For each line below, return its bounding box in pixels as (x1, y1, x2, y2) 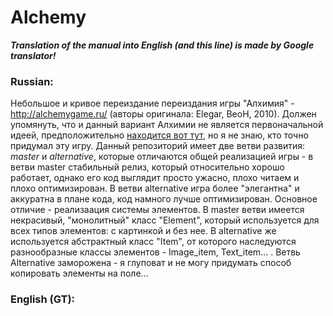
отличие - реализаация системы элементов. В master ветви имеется (10, 204, 305, 216)
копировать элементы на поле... (10, 267, 149, 280)
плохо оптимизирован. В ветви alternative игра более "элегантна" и (10, 182, 300, 195)
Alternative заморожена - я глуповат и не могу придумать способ (10, 257, 292, 269)
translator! (10, 49, 57, 61)
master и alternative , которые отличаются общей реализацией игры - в (10, 151, 314, 163)
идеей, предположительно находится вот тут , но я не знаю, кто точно (10, 129, 309, 141)
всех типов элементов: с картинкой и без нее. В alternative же (10, 225, 277, 237)
